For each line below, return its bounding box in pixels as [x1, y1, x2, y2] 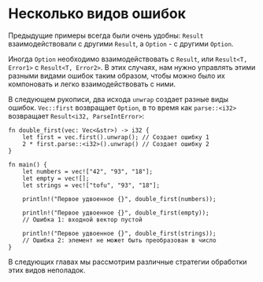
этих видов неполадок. [8, 265, 86, 275]
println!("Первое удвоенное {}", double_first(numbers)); [22, 195, 217, 203]
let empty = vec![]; [22, 174, 90, 182]
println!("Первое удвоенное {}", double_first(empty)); [22, 209, 210, 217]
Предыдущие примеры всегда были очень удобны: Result [8, 31, 204, 40]
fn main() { [8, 160, 47, 169]
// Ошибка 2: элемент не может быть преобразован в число [22, 236, 217, 244]
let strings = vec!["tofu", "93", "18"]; [22, 181, 160, 189]
